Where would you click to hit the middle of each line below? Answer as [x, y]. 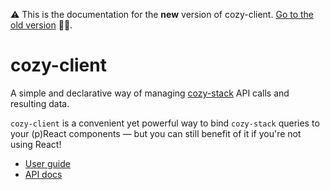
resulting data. [40, 103]
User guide [47, 163]
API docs [43, 174]
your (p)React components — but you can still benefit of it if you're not [156, 133]
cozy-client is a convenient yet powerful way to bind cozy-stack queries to [165, 123]
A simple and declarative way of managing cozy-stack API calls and [150, 93]
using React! [36, 144]
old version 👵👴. [41, 25]
